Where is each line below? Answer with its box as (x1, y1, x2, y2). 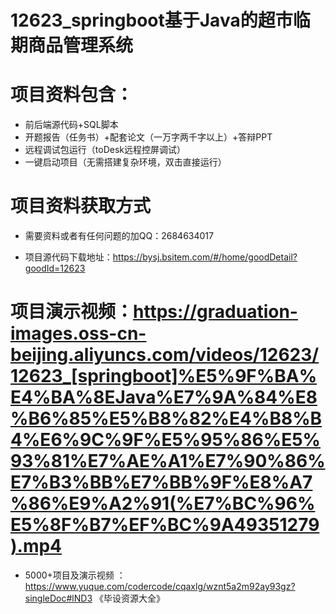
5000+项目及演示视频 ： (24, 569, 126, 581)
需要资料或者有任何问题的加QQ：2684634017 (24, 230, 214, 242)
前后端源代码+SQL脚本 (24, 119, 119, 131)
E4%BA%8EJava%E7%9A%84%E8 (10, 386, 318, 409)
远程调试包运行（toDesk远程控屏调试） (24, 144, 186, 156)
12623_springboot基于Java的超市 (10, 9, 293, 32)
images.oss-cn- (10, 322, 147, 345)
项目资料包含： (10, 84, 134, 106)
